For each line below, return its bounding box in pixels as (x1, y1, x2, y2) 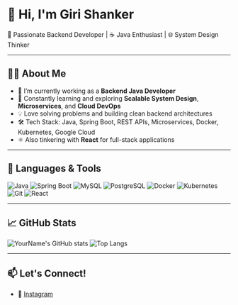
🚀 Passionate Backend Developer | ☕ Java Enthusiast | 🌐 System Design (7, 30, 219, 38)
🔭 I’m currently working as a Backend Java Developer (17, 87, 176, 95)
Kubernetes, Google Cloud (17, 128, 96, 136)
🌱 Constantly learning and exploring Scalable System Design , (17, 94, 199, 102)
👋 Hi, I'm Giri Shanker (7, 6, 135, 23)
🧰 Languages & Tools (7, 162, 101, 174)
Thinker (7, 40, 30, 49)
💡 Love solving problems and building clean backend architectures (17, 109, 212, 118)
